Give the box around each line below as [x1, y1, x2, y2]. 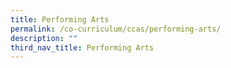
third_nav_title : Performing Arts [10, 42, 155, 53]
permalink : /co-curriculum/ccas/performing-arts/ [10, 24, 222, 34]
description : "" [10, 33, 78, 43]
